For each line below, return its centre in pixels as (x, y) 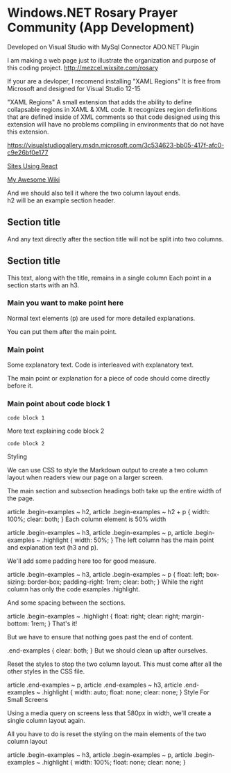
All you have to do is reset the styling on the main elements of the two (107, 734)
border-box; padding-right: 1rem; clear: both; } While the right (115, 582)
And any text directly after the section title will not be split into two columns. (115, 239)
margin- (193, 616)
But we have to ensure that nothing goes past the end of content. (100, 637)
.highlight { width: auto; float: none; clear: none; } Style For (126, 692)
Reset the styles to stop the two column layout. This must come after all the (115, 664)
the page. (21, 498)
